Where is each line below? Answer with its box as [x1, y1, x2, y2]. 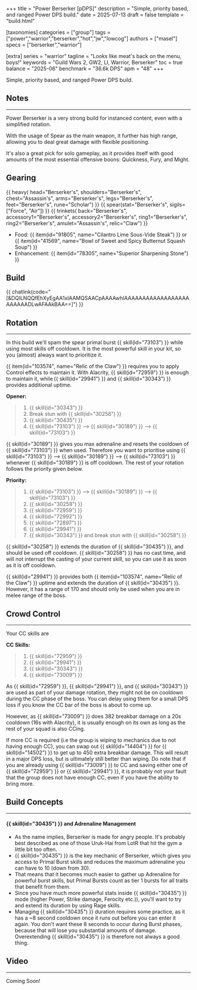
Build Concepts [6, 797, 63, 807]
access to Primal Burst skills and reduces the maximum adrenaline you [14, 859, 185, 866]
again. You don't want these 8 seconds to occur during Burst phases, [14, 921, 182, 928]
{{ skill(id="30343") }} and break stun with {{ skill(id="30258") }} [29, 532, 186, 539]
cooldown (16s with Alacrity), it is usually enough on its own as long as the [6, 719, 186, 726]
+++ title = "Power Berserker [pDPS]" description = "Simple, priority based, [6, 5, 189, 12]
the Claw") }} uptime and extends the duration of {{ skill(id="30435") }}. [6, 579, 180, 586]
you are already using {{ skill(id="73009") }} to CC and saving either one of [6, 762, 188, 769]
